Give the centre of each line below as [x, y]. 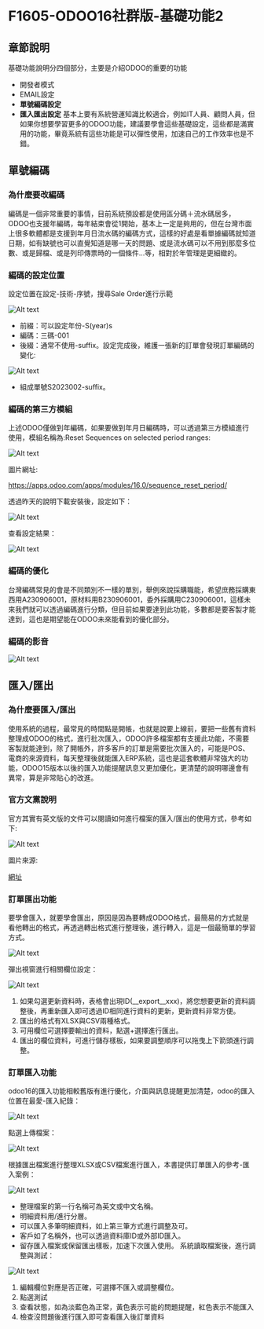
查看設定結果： [32, 533]
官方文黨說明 [33, 800]
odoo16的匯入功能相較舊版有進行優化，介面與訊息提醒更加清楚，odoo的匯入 [132, 1091]
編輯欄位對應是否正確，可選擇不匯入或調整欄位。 [99, 1287]
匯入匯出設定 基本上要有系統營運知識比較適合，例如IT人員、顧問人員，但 [137, 114]
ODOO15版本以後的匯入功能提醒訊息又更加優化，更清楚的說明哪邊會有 [136, 767]
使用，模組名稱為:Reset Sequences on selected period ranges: [109, 438]
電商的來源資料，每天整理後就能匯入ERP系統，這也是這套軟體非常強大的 [125, 758]
